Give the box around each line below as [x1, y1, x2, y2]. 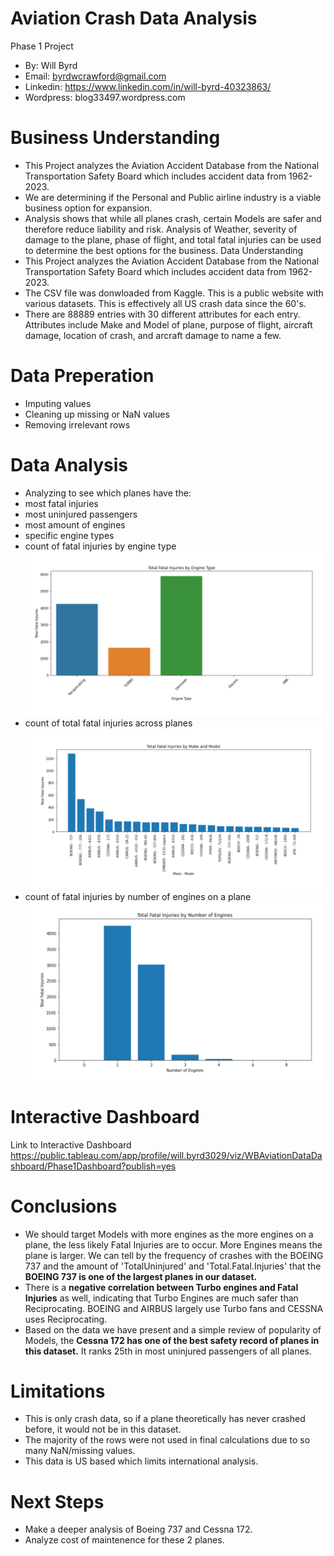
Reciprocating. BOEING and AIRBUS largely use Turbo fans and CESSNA [24, 1302, 324, 1314]
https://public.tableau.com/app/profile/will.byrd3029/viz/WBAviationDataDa [10, 1149, 323, 1161]
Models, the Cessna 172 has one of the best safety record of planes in [24, 1334, 320, 1346]
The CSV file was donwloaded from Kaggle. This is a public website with [24, 287, 324, 299]
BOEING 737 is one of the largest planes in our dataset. [24, 1270, 258, 1282]
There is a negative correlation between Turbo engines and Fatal [24, 1281, 299, 1293]
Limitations [10, 1380, 106, 1402]
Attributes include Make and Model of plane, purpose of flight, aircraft [24, 318, 313, 331]
